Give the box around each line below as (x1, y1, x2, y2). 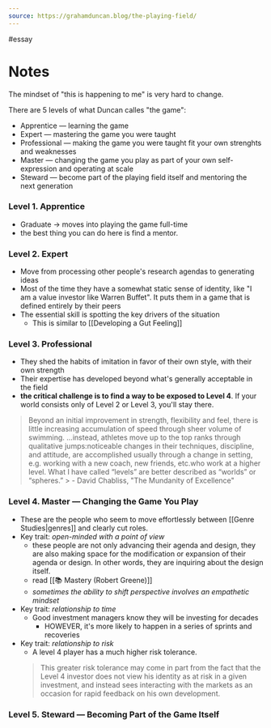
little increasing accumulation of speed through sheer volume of (28, 424, 242, 434)
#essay (8, 34, 33, 44)
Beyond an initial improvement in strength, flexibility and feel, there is (28, 415, 259, 425)
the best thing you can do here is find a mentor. (19, 228, 179, 237)
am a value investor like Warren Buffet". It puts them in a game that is (19, 292, 251, 302)
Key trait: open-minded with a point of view (19, 531, 165, 541)
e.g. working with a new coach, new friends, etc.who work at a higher (28, 458, 261, 468)
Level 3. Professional (8, 338, 93, 350)
